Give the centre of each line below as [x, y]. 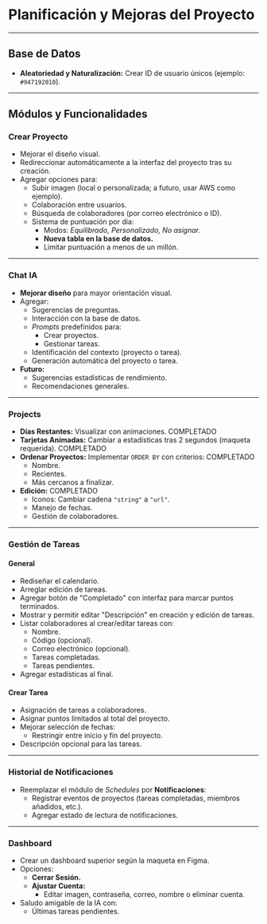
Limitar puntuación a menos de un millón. [111, 247]
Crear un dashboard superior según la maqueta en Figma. [114, 860]
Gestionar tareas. [72, 344]
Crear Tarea [28, 692]
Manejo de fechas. [62, 508]
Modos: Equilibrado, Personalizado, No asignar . [122, 230]
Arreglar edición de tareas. [64, 590]
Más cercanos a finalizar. [72, 482]
